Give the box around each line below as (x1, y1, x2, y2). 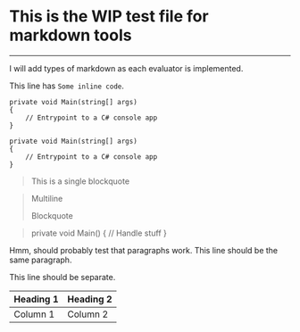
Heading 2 (67, 293, 113, 305)
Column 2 (67, 308, 109, 320)
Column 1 (13, 308, 55, 320)
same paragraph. (9, 254, 72, 265)
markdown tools (9, 25, 132, 46)
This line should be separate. (9, 271, 116, 282)
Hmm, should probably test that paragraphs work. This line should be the (9, 245, 279, 255)
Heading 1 (13, 293, 60, 305)
